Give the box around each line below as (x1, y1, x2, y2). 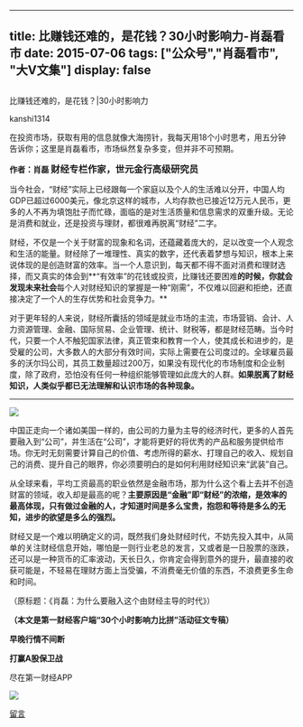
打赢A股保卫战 (9, 652, 63, 664)
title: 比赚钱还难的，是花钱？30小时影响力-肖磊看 (9, 29, 285, 44)
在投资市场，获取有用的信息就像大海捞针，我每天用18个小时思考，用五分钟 (9, 132, 287, 143)
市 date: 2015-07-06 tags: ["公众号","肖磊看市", (9, 46, 280, 61)
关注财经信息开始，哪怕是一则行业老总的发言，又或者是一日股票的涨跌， (24, 542, 294, 553)
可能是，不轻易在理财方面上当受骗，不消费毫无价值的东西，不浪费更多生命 (16, 564, 294, 575)
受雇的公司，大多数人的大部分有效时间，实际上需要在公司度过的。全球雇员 (9, 346, 286, 357)
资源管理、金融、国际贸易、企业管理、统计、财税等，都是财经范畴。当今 (16, 323, 286, 334)
